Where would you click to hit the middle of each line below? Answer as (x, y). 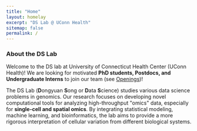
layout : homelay (26, 17)
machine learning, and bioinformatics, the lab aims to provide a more (90, 116)
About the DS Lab (32, 54)
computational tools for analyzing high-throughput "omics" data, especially (97, 103)
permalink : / (22, 33)
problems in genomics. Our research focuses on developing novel (86, 97)
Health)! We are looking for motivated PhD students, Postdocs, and (88, 73)
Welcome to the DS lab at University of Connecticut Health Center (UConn (96, 67)
